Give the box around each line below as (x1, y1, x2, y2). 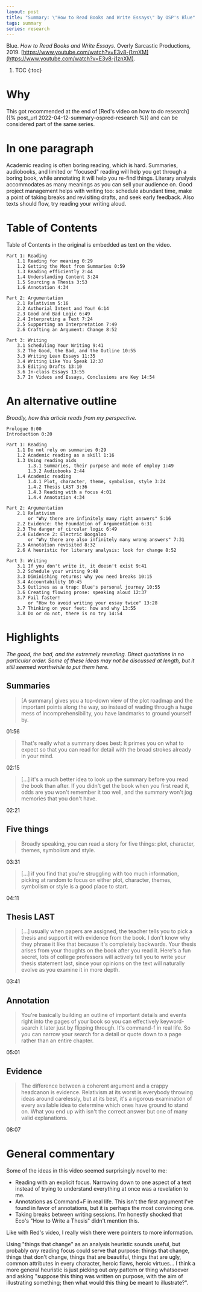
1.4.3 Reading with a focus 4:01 (28, 489, 112, 495)
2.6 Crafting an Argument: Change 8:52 (17, 327, 118, 333)
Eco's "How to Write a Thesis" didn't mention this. (14, 1217, 140, 1224)
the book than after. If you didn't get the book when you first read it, (21, 782, 190, 789)
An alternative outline (6, 394, 117, 408)
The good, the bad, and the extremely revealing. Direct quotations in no (6, 650, 185, 657)
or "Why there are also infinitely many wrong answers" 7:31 (28, 537, 185, 543)
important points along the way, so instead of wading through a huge (21, 703, 193, 711)
